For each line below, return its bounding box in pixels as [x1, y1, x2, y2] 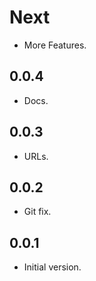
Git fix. [23, 206, 52, 218]
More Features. [23, 39, 87, 51]
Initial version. [23, 261, 82, 273]
